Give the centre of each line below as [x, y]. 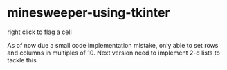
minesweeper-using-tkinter [89, 13]
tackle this [22, 60]
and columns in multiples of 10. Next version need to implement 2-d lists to [113, 53]
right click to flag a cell [40, 32]
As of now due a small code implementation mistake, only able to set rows [113, 45]
